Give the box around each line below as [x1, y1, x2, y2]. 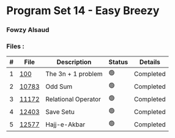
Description [56, 58, 92, 66]
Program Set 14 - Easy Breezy [6, 4, 160, 18]
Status [108, 58, 128, 66]
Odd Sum [45, 82, 73, 91]
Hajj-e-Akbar [45, 120, 86, 129]
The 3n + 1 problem [45, 69, 103, 78]
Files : [6, 42, 24, 51]
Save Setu [45, 107, 75, 116]
